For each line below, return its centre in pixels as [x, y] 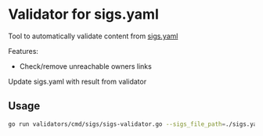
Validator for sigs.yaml [83, 14]
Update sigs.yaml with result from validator [77, 81]
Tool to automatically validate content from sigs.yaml [93, 36]
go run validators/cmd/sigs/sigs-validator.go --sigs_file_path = [117, 124]
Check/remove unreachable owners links [86, 66]
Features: [23, 51]
